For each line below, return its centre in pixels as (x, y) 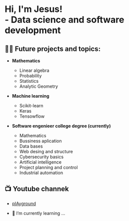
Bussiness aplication (40, 141)
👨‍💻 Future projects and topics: (53, 49)
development (33, 30)
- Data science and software (64, 20)
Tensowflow (32, 116)
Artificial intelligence (40, 162)
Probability (30, 76)
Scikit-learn (31, 106)
